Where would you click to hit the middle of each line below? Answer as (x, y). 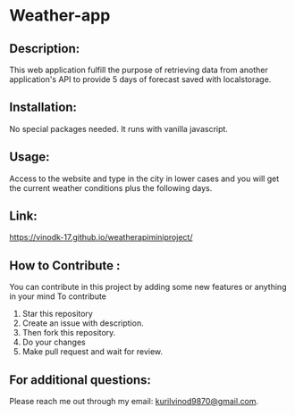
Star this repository (58, 314)
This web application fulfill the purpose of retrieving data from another (139, 70)
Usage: (30, 157)
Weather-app (60, 16)
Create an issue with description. (83, 323)
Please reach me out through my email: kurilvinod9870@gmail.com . (134, 402)
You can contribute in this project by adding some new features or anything (148, 287)
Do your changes (54, 342)
